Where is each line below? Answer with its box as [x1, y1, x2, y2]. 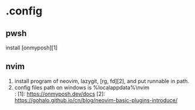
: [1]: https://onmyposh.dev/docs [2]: [14, 90, 106, 97]
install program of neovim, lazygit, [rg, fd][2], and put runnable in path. [14, 77, 190, 85]
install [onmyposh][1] [5, 44, 58, 51]
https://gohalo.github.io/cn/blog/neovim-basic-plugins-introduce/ [14, 96, 178, 103]
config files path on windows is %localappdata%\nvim [14, 84, 150, 91]
